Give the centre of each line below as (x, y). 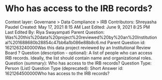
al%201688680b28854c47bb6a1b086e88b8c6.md (56, 42)
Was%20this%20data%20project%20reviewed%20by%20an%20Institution (81, 37)
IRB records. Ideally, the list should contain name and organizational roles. (79, 58)
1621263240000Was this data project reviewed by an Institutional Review (78, 48)
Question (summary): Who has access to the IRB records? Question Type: (78, 63)
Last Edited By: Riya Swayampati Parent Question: (55, 32)
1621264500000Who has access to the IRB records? (57, 73)
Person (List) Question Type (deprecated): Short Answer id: (64, 68)
